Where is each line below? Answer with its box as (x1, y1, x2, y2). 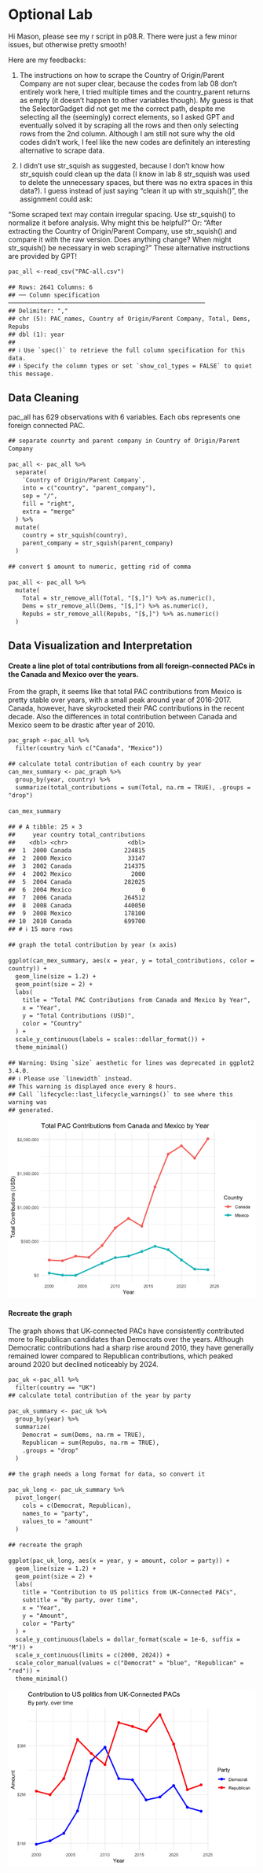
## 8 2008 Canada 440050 (8, 902, 146, 910)
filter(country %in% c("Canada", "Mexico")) (15, 744, 163, 752)
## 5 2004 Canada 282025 (8, 878, 146, 886)
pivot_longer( (15, 1494, 61, 1502)
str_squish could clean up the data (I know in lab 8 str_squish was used (19, 169, 250, 179)
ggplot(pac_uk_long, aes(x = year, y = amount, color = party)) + (8, 1557, 230, 1565)
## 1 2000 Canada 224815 (8, 847, 146, 855)
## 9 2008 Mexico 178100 (8, 910, 146, 918)
